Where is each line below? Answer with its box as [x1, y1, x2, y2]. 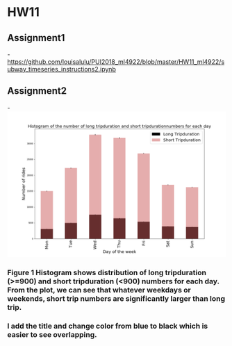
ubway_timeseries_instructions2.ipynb [7, 65, 117, 73]
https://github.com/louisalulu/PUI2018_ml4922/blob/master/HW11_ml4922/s [7, 58, 225, 66]
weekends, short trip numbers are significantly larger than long [7, 294, 226, 304]
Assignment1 [7, 32, 65, 44]
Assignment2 [7, 85, 67, 97]
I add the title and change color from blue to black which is [7, 321, 208, 331]
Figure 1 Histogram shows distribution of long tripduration [7, 268, 207, 278]
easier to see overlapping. [7, 330, 97, 340]
